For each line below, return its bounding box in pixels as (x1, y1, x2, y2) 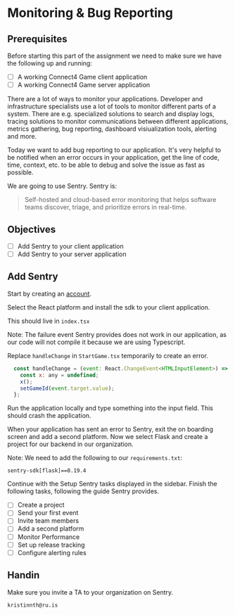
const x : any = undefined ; (20, 372, 99, 379)
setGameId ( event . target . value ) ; (20, 385, 115, 392)
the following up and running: (7, 59, 93, 68)
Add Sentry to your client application (17, 241, 125, 251)
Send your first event (17, 509, 79, 517)
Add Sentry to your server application (17, 250, 127, 258)
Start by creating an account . (7, 289, 92, 298)
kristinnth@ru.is (7, 602, 58, 609)
